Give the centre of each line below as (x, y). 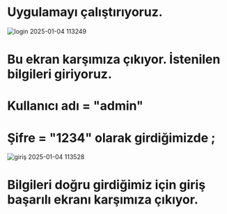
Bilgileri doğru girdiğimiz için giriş (107, 185)
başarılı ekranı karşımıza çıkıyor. (103, 200)
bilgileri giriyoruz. (60, 74)
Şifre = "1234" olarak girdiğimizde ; (111, 138)
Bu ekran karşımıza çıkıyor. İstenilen (114, 59)
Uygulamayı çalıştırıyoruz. (85, 12)
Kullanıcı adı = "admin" (76, 106)
